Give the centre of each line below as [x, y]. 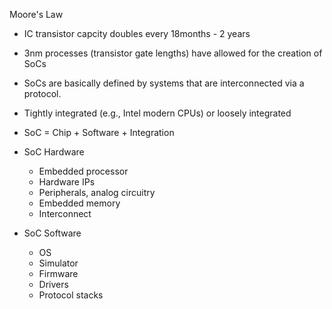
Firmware [58, 273]
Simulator [58, 263]
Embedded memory [79, 203]
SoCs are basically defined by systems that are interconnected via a [164, 83]
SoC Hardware [54, 152]
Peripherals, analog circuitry [97, 192]
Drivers [53, 284]
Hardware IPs [67, 182]
